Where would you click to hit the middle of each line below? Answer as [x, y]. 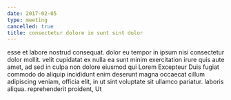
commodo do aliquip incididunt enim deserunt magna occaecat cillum [106, 74]
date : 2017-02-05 [32, 13]
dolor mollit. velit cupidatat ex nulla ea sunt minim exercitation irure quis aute [116, 60]
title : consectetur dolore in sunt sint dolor [75, 33]
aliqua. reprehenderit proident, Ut [54, 89]
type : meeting [28, 20]
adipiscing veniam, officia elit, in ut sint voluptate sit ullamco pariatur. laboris [115, 82]
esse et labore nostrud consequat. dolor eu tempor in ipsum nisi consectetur [116, 52]
